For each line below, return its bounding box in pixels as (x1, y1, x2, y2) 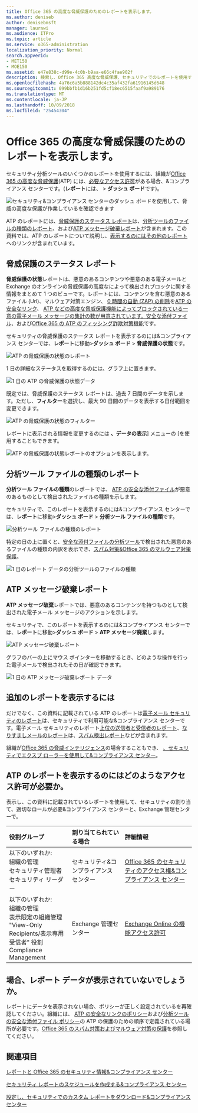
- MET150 (6, 58, 28, 64)
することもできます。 (11, 437, 63, 444)
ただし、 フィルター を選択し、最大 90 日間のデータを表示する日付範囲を (15, 397, 190, 405)
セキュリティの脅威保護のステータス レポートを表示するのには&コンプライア (6, 332, 192, 340)
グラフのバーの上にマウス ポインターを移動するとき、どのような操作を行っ (6, 654, 188, 661)
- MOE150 (6, 63, 28, 70)
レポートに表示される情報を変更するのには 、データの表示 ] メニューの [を (6, 430, 185, 437)
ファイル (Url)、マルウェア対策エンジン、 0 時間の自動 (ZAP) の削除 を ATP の (6, 298, 192, 305)
